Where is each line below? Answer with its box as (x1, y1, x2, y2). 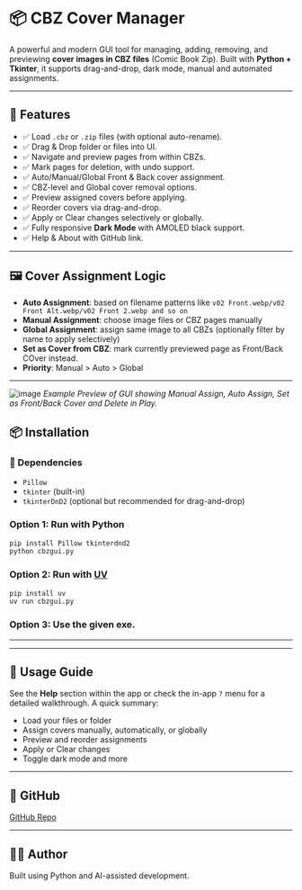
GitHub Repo (9, 812, 57, 823)
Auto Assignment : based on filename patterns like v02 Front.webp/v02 (22, 297, 285, 308)
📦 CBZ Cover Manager (9, 8, 186, 29)
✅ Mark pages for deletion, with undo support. (22, 161, 195, 172)
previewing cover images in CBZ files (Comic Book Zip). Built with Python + (9, 53, 292, 64)
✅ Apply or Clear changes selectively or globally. (22, 211, 204, 222)
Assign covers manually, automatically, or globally (22, 724, 208, 735)
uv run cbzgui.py (9, 597, 75, 607)
